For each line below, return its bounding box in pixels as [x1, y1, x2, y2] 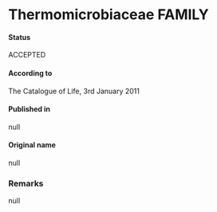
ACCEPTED [8, 50, 46, 60]
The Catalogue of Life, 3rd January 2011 [8, 86, 140, 96]
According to [8, 68, 53, 77]
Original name [8, 140, 56, 150]
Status [8, 32, 31, 41]
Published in [8, 104, 50, 114]
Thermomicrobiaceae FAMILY [8, 6, 209, 24]
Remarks [8, 178, 44, 189]
